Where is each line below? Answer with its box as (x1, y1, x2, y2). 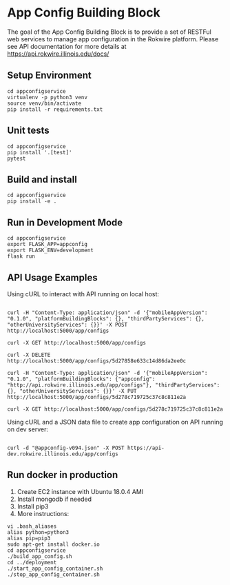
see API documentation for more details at (7, 42, 127, 50)
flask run (7, 253, 36, 260)
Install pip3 (17, 502, 49, 511)
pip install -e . (7, 198, 57, 205)
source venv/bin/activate (7, 100, 81, 107)
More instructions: (17, 509, 70, 517)
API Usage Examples (7, 271, 98, 283)
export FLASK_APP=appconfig (7, 241, 88, 248)
